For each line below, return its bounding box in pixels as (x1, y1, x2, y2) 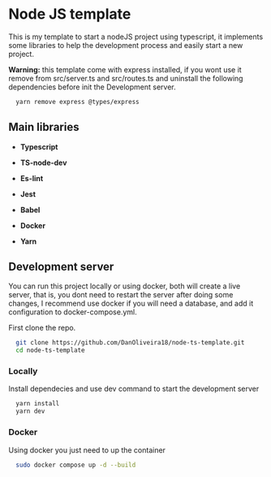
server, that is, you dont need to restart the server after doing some (8, 290, 234, 300)
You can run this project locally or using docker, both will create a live (8, 281, 241, 291)
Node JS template (8, 5, 131, 24)
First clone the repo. (8, 323, 76, 333)
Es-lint (19, 173, 44, 183)
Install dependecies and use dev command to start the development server (8, 384, 260, 394)
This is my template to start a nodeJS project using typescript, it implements (8, 32, 264, 41)
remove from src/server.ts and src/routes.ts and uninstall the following (8, 73, 243, 83)
